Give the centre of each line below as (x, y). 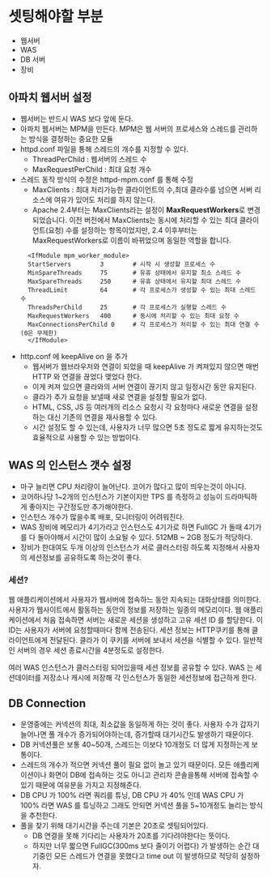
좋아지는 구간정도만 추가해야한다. (81, 507)
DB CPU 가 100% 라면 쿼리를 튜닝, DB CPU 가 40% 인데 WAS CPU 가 (132, 794)
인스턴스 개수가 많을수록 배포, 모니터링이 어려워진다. (102, 516)
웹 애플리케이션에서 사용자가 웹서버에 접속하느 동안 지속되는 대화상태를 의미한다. (135, 599)
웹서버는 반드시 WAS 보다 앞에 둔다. (76, 118)
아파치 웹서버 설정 (50, 98)
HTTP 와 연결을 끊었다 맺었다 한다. (87, 376)
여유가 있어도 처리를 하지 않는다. (105, 199)
